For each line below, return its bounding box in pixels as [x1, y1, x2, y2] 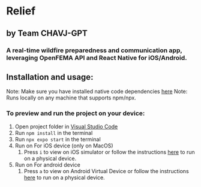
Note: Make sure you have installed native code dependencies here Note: [6, 88, 188, 95]
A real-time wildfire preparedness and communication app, [6, 46, 182, 55]
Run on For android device [14, 161, 81, 168]
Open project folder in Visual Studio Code [14, 123, 118, 130]
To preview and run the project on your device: [6, 109, 145, 117]
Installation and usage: [6, 72, 94, 82]
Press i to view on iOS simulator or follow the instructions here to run [23, 148, 195, 155]
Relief [6, 4, 36, 18]
